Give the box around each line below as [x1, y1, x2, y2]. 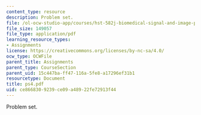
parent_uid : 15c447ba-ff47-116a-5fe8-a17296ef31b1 [6, 70, 135, 76]
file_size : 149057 [6, 25, 52, 32]
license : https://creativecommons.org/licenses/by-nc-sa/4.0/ [6, 48, 165, 54]
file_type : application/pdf [6, 31, 77, 37]
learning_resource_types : [6, 37, 71, 43]
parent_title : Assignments [6, 59, 74, 65]
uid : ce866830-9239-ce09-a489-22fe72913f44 [6, 87, 117, 93]
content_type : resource [6, 8, 66, 15]
